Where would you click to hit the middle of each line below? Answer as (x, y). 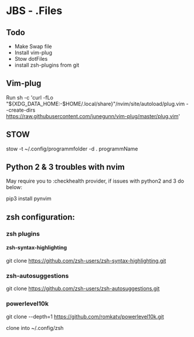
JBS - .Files (34, 11)
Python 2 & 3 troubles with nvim (65, 167)
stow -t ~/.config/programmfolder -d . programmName (72, 149)
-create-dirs (21, 110)
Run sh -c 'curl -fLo (30, 97)
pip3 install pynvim (29, 199)
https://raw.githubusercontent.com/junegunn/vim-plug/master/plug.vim (92, 116)
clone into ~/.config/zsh (35, 328)
